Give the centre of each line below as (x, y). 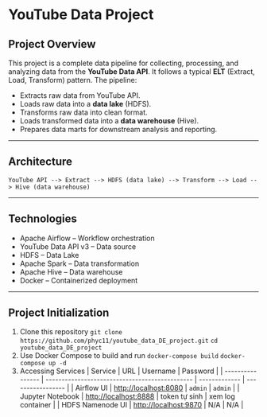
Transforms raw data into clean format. (84, 112)
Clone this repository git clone (71, 332)
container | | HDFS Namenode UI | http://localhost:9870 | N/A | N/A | (132, 405)
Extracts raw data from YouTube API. (80, 95)
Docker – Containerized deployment (79, 280)
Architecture (41, 162)
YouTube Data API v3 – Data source (78, 246)
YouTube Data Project (81, 15)
